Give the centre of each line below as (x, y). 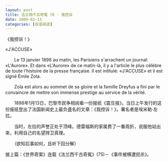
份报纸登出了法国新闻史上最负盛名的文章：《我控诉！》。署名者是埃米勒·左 (82, 109)
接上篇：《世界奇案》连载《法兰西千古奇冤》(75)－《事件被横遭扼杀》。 (78, 154)
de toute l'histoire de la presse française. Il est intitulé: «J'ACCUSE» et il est (84, 71)
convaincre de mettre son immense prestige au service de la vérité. (76, 92)
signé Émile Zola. (23, 76)
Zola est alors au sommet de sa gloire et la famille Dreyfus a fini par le (87, 87)
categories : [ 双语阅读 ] (29, 24)
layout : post (19, 10)
